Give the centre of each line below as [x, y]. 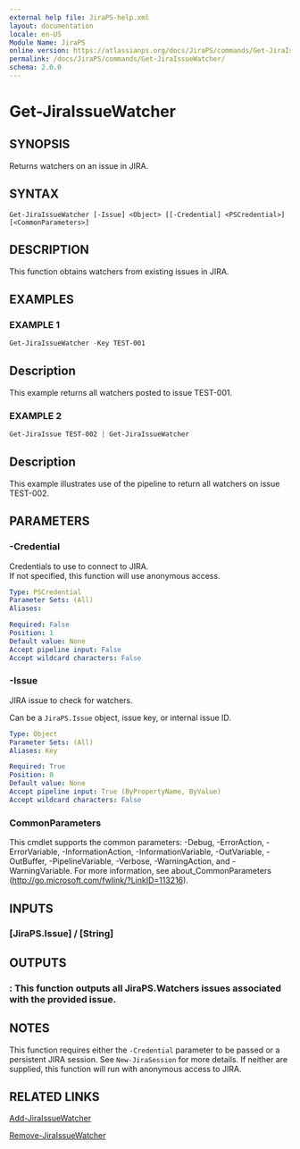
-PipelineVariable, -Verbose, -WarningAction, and [139, 861]
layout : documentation [51, 26]
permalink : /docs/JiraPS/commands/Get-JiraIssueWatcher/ [117, 59]
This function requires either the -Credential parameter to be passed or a [145, 1050]
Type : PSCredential [46, 592]
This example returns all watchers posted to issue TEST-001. [121, 392]
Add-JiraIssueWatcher [50, 1119]
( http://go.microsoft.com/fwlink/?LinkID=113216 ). [99, 880]
